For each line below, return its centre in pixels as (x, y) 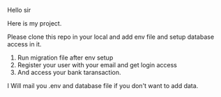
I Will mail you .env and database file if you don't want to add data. (103, 86)
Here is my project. (35, 23)
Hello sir (19, 10)
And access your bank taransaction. (69, 72)
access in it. (24, 44)
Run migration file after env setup (65, 58)
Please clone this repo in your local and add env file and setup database (111, 37)
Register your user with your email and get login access (97, 65)
